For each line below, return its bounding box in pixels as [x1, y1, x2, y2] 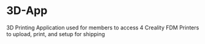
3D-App [6, 4, 48, 18]
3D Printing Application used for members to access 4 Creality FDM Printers [6, 24, 199, 31]
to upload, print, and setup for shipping [6, 30, 106, 37]
